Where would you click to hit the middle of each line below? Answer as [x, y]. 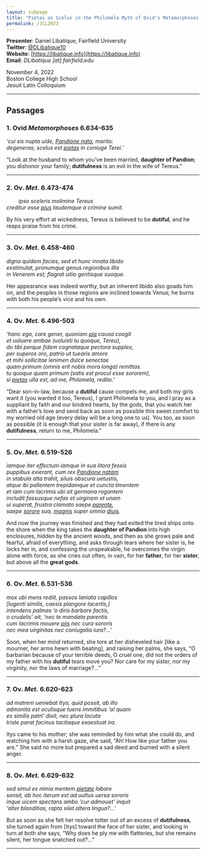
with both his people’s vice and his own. [57, 299]
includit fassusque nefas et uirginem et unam [63, 498]
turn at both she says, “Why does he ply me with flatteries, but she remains [101, 833]
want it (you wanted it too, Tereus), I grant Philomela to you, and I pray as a [101, 398]
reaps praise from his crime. [42, 226]
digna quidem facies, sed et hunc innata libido [65, 261]
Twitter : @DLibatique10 [36, 47]
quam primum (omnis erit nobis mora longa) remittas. [74, 366]
